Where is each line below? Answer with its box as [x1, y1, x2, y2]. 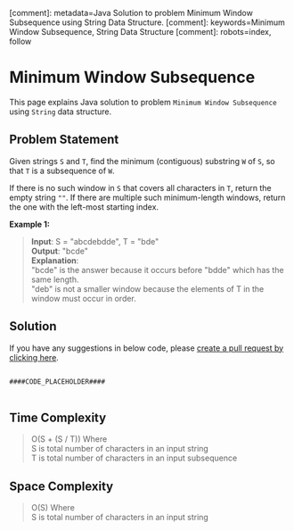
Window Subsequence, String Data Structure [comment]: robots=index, [9, 27, 272, 37]
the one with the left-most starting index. [9, 201, 159, 212]
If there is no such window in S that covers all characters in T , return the [9, 182, 272, 193]
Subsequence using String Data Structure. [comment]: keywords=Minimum [9, 17, 285, 28]
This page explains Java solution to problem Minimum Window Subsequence [9, 96, 278, 107]
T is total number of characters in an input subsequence [30, 452, 238, 463]
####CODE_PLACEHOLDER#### [9, 377, 105, 386]
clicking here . [9, 352, 60, 362]
